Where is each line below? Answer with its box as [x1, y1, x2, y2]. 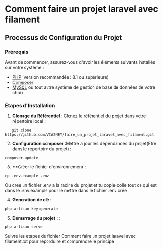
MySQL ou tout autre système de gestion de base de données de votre [12, 84, 156, 90]
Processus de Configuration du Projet [5, 33, 122, 42]
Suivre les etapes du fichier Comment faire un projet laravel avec [5, 233, 136, 239]
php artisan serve [5, 224, 43, 229]
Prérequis [5, 48, 29, 55]
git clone [11, 128, 32, 133]
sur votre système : [5, 64, 44, 70]
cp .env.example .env [5, 173, 49, 179]
